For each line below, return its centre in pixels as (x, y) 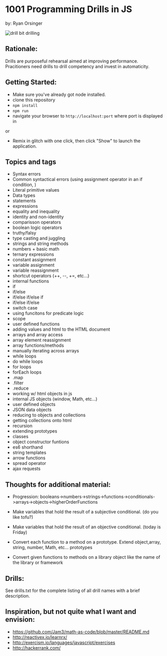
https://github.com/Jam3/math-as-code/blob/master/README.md (81, 632)
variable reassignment (35, 270)
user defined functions (36, 324)
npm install (25, 105)
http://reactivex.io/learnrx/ (40, 637)
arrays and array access (37, 335)
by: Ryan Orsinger (24, 23)
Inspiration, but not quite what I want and (71, 612)
